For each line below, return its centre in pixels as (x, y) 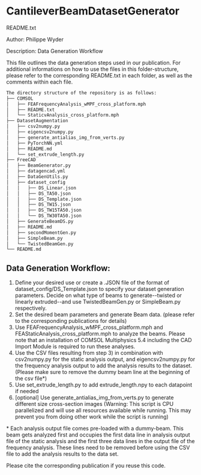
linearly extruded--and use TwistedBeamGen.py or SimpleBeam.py (98, 302)
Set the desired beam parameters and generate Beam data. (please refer (105, 314)
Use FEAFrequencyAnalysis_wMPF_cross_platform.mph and (89, 327)
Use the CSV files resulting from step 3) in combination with (89, 353)
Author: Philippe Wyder (35, 39)
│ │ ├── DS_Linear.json (41, 188)
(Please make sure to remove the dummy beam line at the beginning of (102, 372)
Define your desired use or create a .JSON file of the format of (92, 283)
